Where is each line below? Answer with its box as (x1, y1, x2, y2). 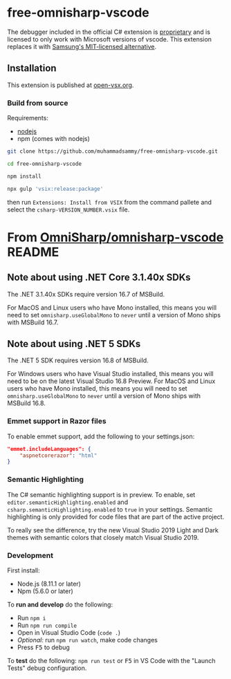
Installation (7, 62, 57, 74)
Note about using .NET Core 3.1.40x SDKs (7, 272, 192, 283)
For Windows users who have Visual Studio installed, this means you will (7, 370, 214, 378)
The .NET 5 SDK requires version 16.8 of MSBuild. (7, 356, 149, 364)
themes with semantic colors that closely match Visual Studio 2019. (7, 533, 199, 541)
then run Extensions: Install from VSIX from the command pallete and (7, 198, 212, 206)
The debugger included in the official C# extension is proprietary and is (7, 28, 211, 36)
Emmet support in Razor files (7, 416, 107, 426)
